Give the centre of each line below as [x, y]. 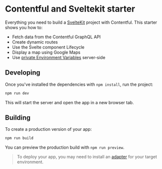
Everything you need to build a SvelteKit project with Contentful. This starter [81, 22]
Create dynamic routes [35, 42]
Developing [23, 73]
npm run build [19, 138]
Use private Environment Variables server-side [59, 57]
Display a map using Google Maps [46, 52]
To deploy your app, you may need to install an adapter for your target [87, 157]
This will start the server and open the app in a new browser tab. [70, 102]
